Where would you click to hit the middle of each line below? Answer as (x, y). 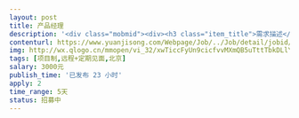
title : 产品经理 (36, 26)
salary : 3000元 (36, 67)
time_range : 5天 (39, 91)
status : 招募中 (35, 100)
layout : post (33, 17)
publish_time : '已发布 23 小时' (66, 75)
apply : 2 (25, 83)
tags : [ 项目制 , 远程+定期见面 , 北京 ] (68, 59)
